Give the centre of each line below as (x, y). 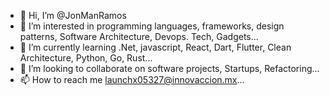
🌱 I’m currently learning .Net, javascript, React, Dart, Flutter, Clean (155, 47)
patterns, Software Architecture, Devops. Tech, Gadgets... (139, 36)
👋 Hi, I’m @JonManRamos (73, 15)
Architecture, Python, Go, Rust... (86, 58)
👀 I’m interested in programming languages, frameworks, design (152, 26)
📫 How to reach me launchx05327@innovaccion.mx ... (132, 79)
